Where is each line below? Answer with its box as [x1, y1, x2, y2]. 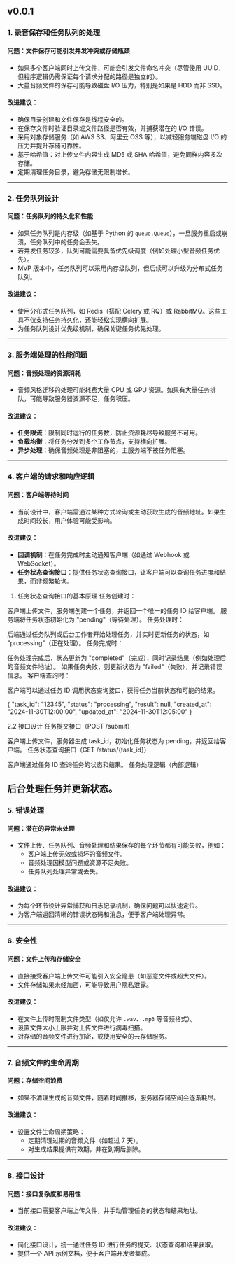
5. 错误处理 [7, 806, 45, 815]
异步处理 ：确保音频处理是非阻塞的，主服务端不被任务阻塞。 [17, 446, 190, 454]
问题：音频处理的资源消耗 [7, 369, 81, 377]
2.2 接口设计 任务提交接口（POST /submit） [7, 722, 134, 730]
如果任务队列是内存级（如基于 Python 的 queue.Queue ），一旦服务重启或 [17, 229, 222, 237]
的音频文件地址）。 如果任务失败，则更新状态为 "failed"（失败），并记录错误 [7, 662, 222, 670]
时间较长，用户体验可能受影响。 [23, 516, 116, 524]
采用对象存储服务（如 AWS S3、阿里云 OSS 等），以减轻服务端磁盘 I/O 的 [17, 132, 227, 141]
